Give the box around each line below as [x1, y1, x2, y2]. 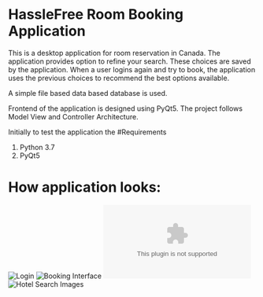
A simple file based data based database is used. [8, 88, 168, 97]
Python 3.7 [19, 142, 55, 152]
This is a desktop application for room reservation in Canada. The [8, 48, 220, 57]
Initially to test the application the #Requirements [8, 127, 167, 137]
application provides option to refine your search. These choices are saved [8, 57, 252, 66]
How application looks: [8, 178, 161, 196]
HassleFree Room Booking [8, 5, 183, 24]
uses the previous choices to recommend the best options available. [8, 73, 230, 82]
